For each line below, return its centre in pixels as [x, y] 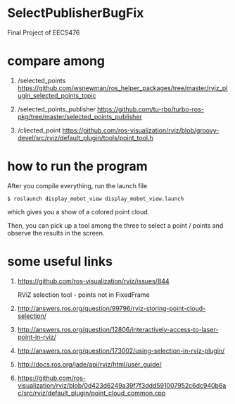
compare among [56, 61]
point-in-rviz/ [37, 337]
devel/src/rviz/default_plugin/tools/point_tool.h [85, 137]
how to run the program [77, 166]
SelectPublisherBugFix [76, 13]
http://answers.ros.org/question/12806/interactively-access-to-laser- [118, 329]
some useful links [60, 262]
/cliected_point [39, 130]
